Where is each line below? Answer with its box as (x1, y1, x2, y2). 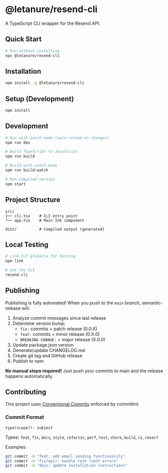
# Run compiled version (5, 177, 55, 182)
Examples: (5, 444, 27, 450)
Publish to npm (12, 358, 44, 364)
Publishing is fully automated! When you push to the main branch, (5, 299, 141, 306)
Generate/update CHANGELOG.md (12, 347, 85, 353)
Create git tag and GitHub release (12, 353, 82, 359)
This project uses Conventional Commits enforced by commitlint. (5, 401, 140, 407)
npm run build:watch (5, 168, 49, 173)
